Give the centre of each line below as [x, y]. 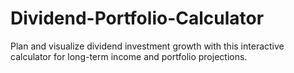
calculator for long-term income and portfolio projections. [129, 56]
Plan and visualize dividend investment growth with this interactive [147, 46]
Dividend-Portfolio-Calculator [137, 18]
